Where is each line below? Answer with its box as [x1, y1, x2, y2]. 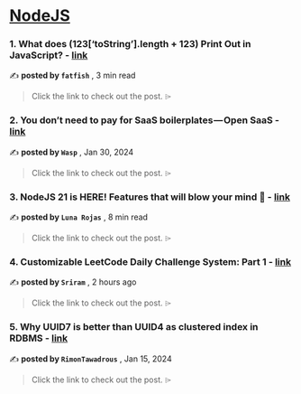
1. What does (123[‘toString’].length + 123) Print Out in [9, 38, 251, 51]
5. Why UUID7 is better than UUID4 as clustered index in [9, 321, 259, 333]
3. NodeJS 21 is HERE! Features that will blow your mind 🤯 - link [9, 191, 291, 203]
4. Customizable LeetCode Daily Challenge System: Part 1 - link [9, 256, 291, 267]
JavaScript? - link [9, 49, 88, 61]
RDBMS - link [9, 332, 68, 344]
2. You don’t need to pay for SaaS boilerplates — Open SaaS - [9, 114, 279, 127]
